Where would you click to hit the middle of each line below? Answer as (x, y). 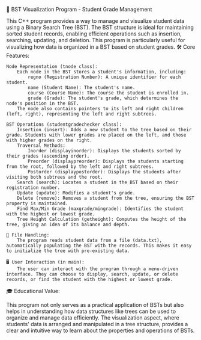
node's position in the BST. (43, 104)
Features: (18, 55)
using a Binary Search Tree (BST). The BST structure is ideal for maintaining (100, 27)
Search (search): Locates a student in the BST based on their (98, 182)
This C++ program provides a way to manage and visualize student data (95, 21)
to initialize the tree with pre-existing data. (68, 251)
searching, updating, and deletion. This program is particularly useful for (96, 40)
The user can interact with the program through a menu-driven (98, 269)
